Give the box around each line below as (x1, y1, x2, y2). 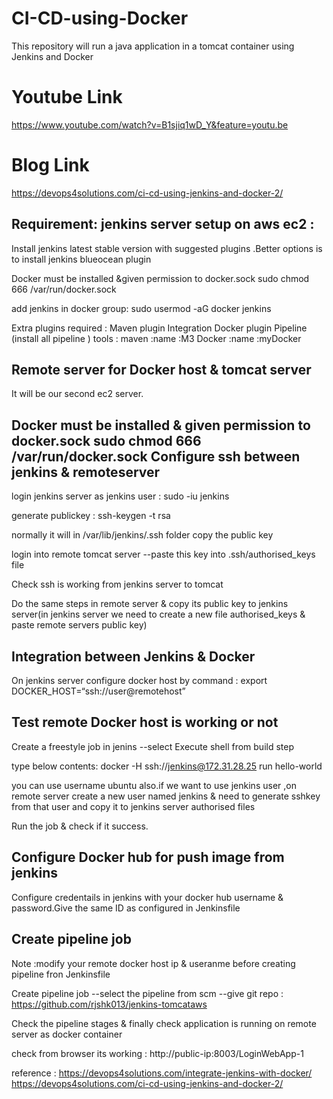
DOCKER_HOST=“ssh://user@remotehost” (11, 685, 186, 697)
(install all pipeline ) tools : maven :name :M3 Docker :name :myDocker (11, 332, 302, 344)
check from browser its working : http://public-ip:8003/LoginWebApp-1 (11, 1047, 304, 1059)
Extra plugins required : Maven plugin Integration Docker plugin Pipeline (11, 322, 308, 334)
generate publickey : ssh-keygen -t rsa (11, 510, 171, 522)
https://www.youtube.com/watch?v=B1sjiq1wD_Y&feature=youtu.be (11, 118, 289, 131)
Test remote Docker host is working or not (11, 714, 279, 731)
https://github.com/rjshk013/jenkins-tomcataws (11, 998, 208, 1010)
